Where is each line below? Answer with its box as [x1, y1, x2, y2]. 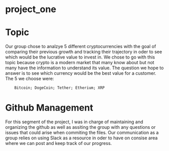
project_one [5, 4, 57, 15]
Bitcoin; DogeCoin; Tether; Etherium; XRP [14, 85, 105, 90]
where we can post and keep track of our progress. [5, 140, 112, 146]
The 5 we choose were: [5, 76, 54, 82]
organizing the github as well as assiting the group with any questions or [5, 124, 156, 130]
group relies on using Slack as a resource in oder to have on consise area [5, 135, 158, 141]
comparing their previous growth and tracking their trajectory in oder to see [5, 49, 162, 55]
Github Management [5, 102, 93, 114]
